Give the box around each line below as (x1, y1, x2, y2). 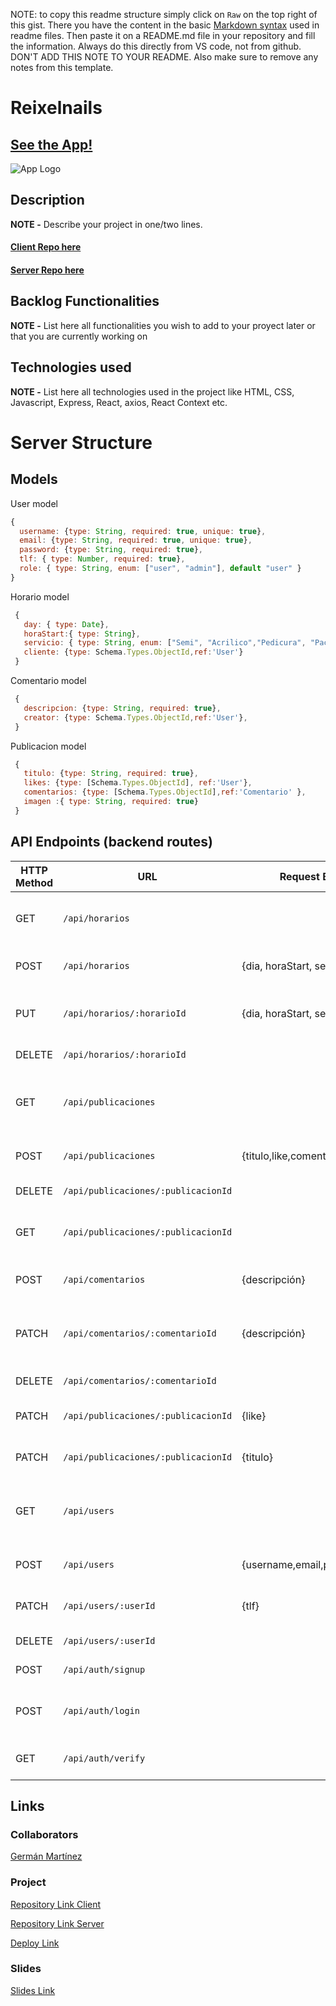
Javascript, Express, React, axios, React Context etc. (10, 396, 228, 408)
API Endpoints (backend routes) (10, 834, 213, 851)
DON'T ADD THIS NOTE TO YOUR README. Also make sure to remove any (10, 51, 319, 63)
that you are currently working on (10, 330, 148, 342)
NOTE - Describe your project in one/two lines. (10, 218, 203, 230)
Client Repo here (10, 241, 82, 253)
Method (15, 875, 54, 889)
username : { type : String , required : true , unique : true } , (19, 526, 267, 536)
